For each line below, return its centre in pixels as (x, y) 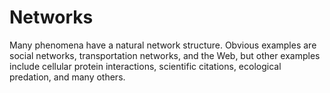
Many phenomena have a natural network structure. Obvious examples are (163, 45)
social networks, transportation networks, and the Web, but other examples (165, 55)
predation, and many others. (67, 77)
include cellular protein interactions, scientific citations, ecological (145, 66)
